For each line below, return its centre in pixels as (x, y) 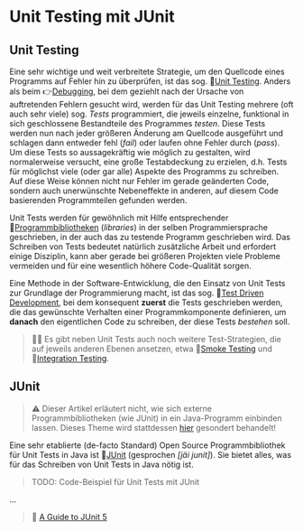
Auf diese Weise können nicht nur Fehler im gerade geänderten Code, (139, 181)
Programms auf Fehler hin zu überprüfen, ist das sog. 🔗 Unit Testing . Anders (150, 81)
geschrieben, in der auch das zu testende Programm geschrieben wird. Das (150, 237)
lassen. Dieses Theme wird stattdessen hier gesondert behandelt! (154, 427)
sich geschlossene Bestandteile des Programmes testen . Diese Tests (138, 123)
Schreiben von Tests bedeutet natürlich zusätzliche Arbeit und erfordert (143, 247)
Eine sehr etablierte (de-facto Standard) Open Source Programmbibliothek (147, 445)
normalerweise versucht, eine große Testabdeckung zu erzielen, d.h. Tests (148, 162)
